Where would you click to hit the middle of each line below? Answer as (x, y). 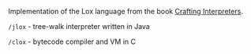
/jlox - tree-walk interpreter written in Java (79, 26)
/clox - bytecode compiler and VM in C (72, 41)
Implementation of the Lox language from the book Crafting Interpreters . (126, 11)
